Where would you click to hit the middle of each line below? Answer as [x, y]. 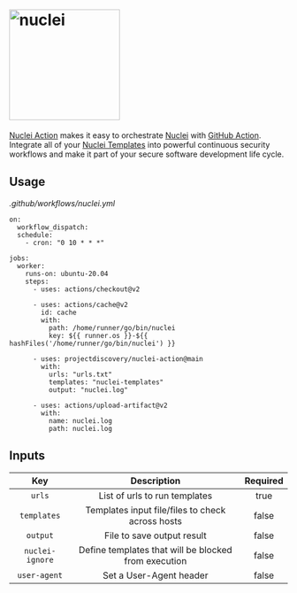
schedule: [35, 235]
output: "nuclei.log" [88, 389]
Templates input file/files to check [156, 510]
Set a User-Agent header [156, 575]
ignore [40, 559]
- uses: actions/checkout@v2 [86, 289]
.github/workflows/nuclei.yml [62, 203]
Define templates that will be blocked [155, 550]
